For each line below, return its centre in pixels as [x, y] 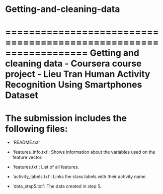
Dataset [22, 95]
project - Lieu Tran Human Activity [78, 74]
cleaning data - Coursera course [73, 64]
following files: [37, 129]
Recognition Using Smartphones [74, 85]
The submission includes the [66, 118]
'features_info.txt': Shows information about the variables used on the [84, 152]
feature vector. [27, 157]
